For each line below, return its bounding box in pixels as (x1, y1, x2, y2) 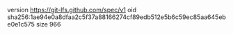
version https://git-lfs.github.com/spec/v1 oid (7, 6, 137, 14)
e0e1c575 (7, 20, 35, 28)
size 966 (35, 20, 61, 28)
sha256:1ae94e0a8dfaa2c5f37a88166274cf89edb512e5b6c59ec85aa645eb (7, 13, 226, 21)
